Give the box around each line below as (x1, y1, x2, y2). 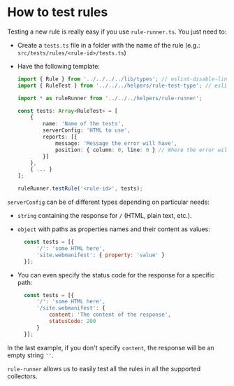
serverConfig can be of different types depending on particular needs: (7, 198, 210, 207)
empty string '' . (7, 351, 54, 359)
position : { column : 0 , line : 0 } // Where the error (54, 146, 215, 153)
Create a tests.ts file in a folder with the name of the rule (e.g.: (17, 41, 200, 49)
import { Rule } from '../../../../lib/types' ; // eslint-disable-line (17, 75, 231, 83)
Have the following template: (17, 62, 100, 70)
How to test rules (7, 4, 108, 20)
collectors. (7, 372, 38, 380)
